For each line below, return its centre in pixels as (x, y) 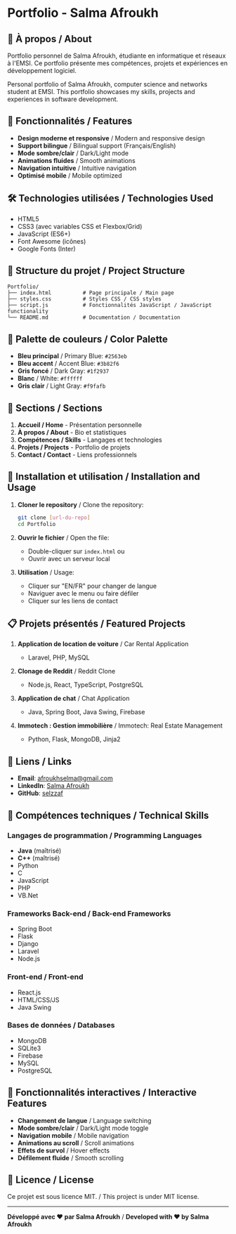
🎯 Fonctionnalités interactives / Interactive (102, 1092)
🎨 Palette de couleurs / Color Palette (88, 339)
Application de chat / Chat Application (73, 698)
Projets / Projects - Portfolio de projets (74, 447)
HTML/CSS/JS (38, 999)
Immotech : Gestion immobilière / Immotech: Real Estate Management (120, 726)
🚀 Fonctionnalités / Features (70, 121)
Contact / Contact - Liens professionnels (77, 455)
